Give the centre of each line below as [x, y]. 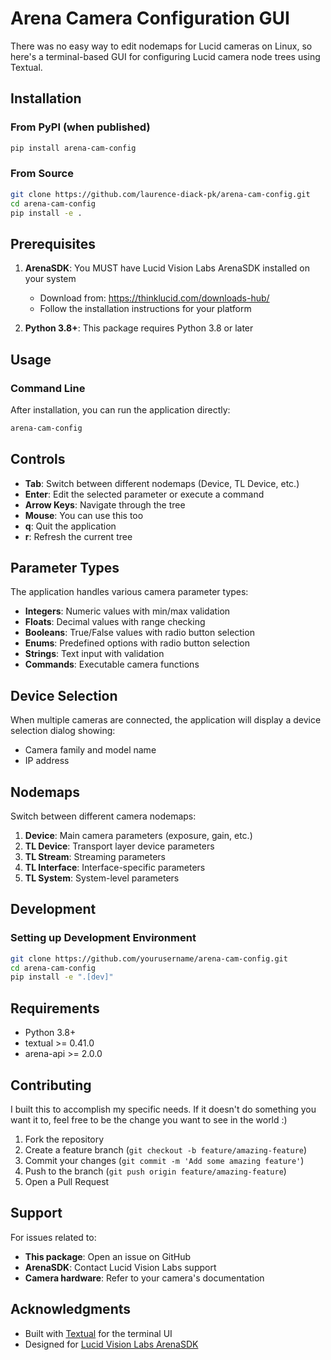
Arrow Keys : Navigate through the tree [105, 504]
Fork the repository [64, 1139]
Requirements [55, 1008]
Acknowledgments [71, 1309]
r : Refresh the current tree [78, 536]
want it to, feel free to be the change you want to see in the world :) [149, 1119]
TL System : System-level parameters [102, 878]
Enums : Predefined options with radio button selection [137, 643]
